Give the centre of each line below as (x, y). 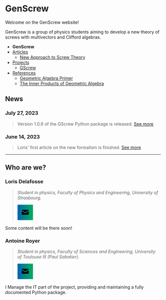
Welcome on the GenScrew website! (42, 22)
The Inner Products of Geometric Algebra (62, 83)
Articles (20, 52)
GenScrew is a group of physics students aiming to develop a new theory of (82, 32)
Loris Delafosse (24, 182)
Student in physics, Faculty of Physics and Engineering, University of (87, 192)
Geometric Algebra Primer (46, 78)
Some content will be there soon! (39, 228)
